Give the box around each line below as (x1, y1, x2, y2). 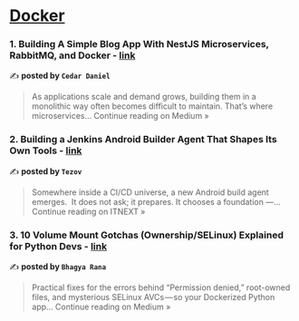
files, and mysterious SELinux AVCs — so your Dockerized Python (31, 292, 275, 303)
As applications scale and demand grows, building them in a (31, 92, 256, 102)
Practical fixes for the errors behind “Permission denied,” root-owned (31, 282, 291, 293)
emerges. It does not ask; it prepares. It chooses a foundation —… (31, 196, 281, 207)
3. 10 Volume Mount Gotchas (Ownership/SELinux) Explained (9, 229, 284, 241)
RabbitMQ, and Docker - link (9, 49, 136, 62)
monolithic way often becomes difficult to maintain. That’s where (31, 101, 274, 112)
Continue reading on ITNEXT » (31, 206, 146, 217)
